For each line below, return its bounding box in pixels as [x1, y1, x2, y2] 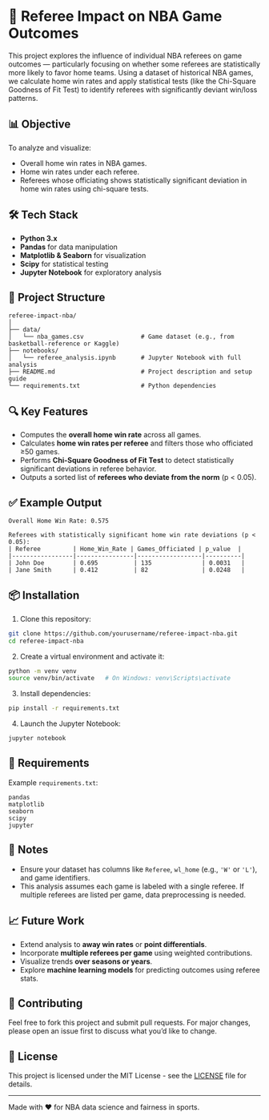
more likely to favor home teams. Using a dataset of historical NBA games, [8, 67, 254, 77]
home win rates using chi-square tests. [19, 183, 150, 193]
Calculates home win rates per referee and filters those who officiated [19, 438, 254, 448]
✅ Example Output [8, 496, 102, 510]
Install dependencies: [19, 689, 91, 699]
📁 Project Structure [8, 290, 106, 304]
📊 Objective [8, 118, 71, 131]
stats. [19, 973, 38, 983]
